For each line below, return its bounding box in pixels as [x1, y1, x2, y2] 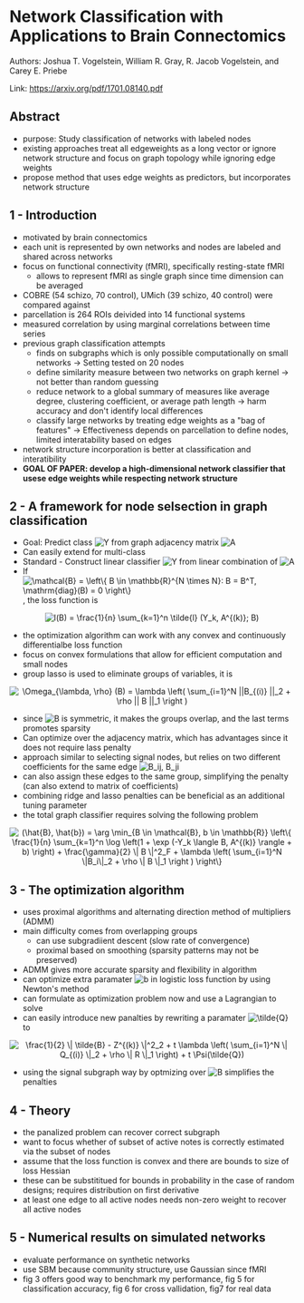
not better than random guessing [35, 376, 159, 387]
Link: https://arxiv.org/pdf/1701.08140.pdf [9, 83, 164, 93]
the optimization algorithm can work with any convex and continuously [22, 630, 287, 641]
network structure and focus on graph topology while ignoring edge [22, 152, 276, 163]
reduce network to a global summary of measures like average [35, 385, 270, 396]
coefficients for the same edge [22, 762, 138, 773]
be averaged [35, 279, 84, 291]
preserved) [35, 955, 78, 966]
